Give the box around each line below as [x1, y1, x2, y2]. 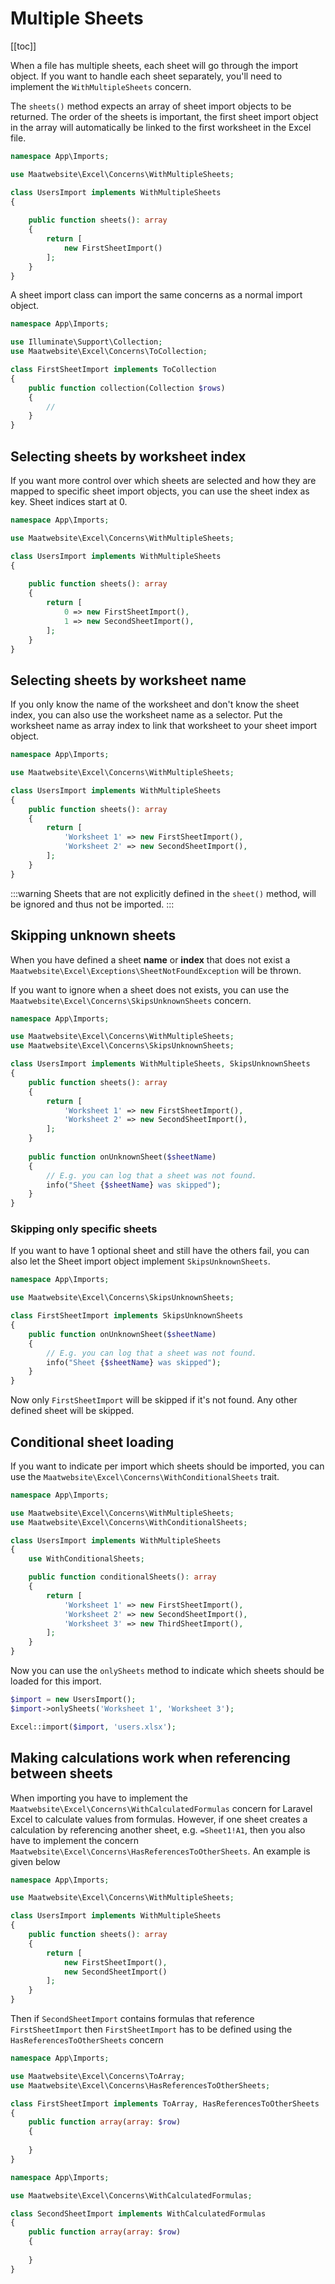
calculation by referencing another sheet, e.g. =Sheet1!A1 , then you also [10, 1823, 306, 1836]
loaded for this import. [10, 1675, 102, 1687]
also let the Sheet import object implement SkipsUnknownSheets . [10, 1255, 271, 1267]
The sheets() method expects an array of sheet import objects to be [10, 100, 292, 112]
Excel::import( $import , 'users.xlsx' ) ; [10, 1722, 177, 1732]
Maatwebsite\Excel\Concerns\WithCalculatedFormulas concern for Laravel [10, 1802, 313, 1814]
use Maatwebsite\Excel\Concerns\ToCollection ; [10, 347, 208, 357]
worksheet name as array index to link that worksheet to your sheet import [10, 720, 318, 732]
